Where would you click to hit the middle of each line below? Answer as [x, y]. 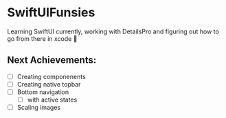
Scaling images [38, 107]
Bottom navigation [43, 92]
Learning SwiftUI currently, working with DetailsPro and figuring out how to [113, 31]
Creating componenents [51, 76]
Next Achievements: [52, 60]
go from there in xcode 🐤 [42, 38]
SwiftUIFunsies [51, 13]
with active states [52, 100]
